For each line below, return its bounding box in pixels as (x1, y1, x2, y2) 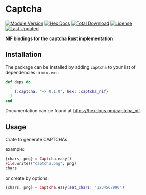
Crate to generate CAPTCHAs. (5, 136, 69, 142)
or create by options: (5, 175, 50, 181)
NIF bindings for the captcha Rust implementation (5, 35, 113, 42)
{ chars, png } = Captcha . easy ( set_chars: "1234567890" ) (5, 185, 125, 190)
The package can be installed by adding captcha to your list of (5, 64, 136, 70)
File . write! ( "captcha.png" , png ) (5, 161, 77, 166)
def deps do (5, 79, 31, 85)
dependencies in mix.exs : (5, 69, 59, 75)
